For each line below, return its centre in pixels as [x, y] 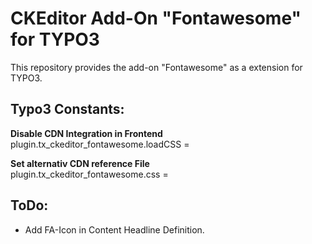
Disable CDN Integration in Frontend [86, 133]
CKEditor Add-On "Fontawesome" [156, 18]
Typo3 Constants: [67, 109]
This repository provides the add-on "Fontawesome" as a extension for [156, 67]
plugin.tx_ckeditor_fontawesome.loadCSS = [100, 144]
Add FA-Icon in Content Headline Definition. [114, 229]
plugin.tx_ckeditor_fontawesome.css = [89, 174]
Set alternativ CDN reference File [80, 163]
